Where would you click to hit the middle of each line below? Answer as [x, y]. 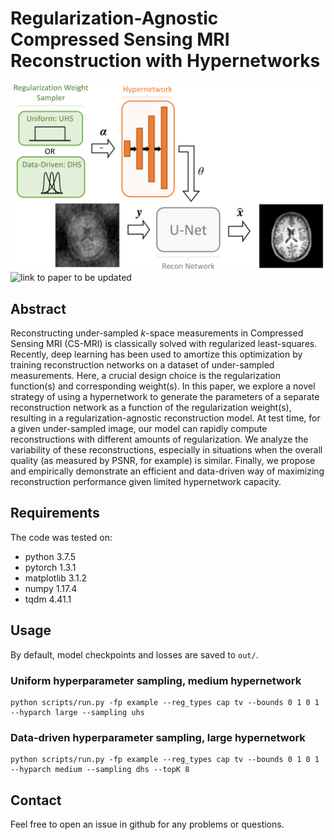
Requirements [55, 513]
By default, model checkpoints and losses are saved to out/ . [134, 654]
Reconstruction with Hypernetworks [165, 61]
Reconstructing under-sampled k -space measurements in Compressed [157, 333]
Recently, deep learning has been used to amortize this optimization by [156, 354]
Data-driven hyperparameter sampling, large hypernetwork [158, 737]
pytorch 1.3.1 [50, 567]
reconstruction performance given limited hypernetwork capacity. [146, 481]
